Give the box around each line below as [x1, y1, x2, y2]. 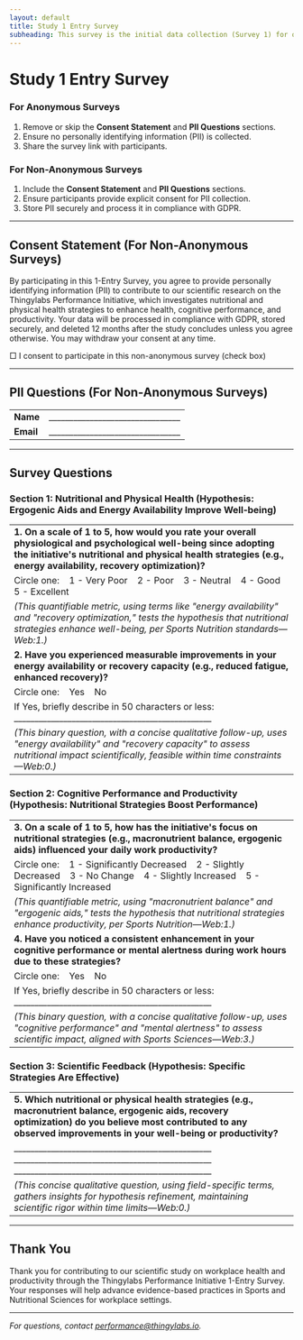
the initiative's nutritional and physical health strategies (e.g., [14, 548, 284, 561]
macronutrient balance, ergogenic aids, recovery [14, 1105, 229, 1117]
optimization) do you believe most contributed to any [14, 1115, 248, 1128]
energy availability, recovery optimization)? [14, 560, 206, 573]
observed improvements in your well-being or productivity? [14, 1127, 279, 1140]
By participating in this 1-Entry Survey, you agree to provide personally [9, 275, 272, 286]
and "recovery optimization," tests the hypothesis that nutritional [14, 611, 289, 624]
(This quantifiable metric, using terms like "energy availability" [14, 601, 279, 613]
